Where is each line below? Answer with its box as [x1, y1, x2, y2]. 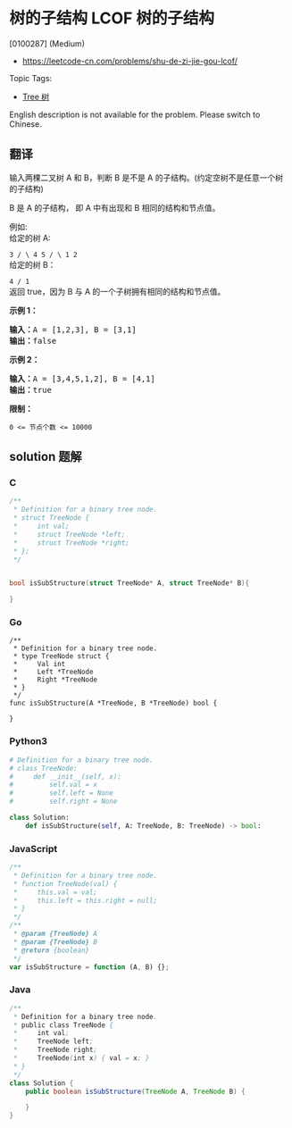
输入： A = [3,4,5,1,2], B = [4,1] [9, 373, 156, 384]
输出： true [9, 385, 52, 395]
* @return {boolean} [13, 946, 90, 955]
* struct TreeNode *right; [13, 538, 129, 547]
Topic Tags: [9, 72, 53, 83]
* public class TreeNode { [13, 1020, 114, 1030]
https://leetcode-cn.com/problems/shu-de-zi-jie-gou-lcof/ [21, 55, 238, 66]
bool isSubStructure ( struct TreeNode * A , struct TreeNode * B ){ [9, 579, 250, 588]
